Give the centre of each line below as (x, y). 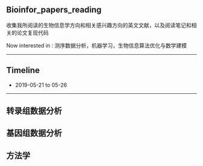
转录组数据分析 (34, 111)
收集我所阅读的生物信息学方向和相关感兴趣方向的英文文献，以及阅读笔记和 (99, 25)
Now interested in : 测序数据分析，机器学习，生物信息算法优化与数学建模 (97, 45)
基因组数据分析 (34, 133)
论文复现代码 (33, 32)
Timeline (23, 71)
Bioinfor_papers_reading (54, 10)
